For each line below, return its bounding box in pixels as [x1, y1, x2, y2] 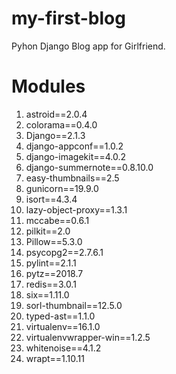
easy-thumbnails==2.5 [25, 172, 120, 184]
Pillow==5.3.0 [25, 235, 83, 247]
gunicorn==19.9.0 [25, 182, 99, 194]
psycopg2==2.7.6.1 [25, 246, 104, 258]
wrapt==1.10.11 [25, 352, 85, 364]
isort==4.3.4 [25, 193, 78, 205]
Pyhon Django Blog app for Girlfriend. [11, 40, 166, 52]
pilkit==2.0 [25, 225, 71, 237]
